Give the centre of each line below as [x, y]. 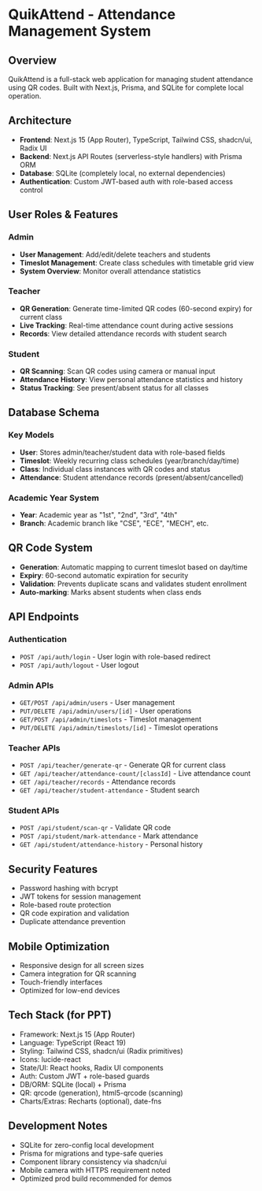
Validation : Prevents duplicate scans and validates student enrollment [133, 584]
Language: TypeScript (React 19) [72, 1042]
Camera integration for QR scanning [78, 974]
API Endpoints [44, 617]
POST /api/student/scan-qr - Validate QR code [95, 828]
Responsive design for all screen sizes [81, 966]
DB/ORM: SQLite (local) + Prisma [73, 1084]
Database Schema [54, 412]
